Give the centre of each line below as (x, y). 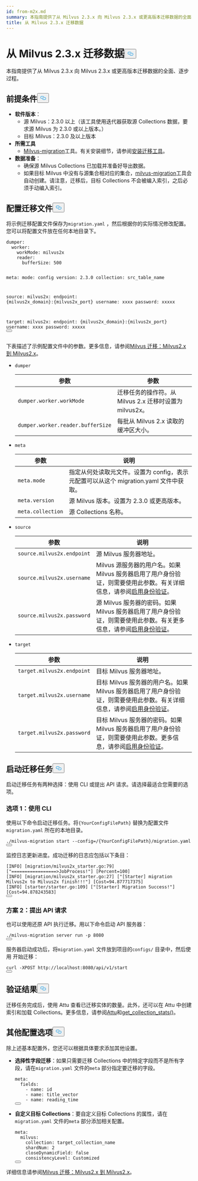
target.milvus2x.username (54, 695)
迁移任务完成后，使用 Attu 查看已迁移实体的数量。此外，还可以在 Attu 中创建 (99, 1005)
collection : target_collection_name (70, 1143)
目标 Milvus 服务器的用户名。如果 (142, 682)
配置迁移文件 (29, 208)
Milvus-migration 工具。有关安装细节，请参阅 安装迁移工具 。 (96, 151)
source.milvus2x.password (54, 615)
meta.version (36, 500)
